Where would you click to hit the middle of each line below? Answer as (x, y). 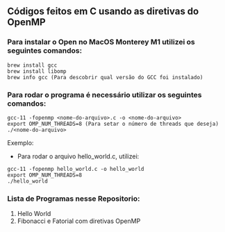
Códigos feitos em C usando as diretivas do (103, 11)
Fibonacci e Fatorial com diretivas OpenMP (79, 221)
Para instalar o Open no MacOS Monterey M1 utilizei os (101, 42)
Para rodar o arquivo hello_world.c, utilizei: (78, 156)
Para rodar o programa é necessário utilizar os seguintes (105, 94)
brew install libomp (37, 71)
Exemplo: (20, 142)
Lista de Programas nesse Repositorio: (74, 199)
